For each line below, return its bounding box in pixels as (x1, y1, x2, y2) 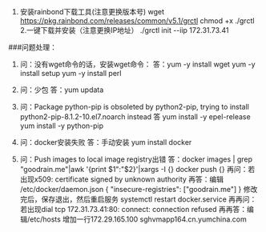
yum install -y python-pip (19, 121, 104, 130)
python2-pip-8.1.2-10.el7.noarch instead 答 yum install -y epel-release (19, 112, 251, 122)
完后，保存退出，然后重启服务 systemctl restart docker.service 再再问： (19, 194, 257, 204)
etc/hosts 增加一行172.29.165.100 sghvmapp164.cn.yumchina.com (29, 214, 247, 224)
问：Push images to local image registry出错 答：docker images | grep (19, 154, 252, 164)
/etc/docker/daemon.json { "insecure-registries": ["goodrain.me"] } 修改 (19, 185, 258, 194)
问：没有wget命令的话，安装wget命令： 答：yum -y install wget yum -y (19, 59, 256, 69)
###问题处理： (8, 42, 58, 52)
